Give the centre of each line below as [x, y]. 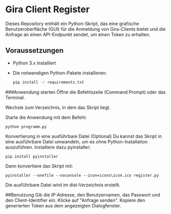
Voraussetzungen [35, 50]
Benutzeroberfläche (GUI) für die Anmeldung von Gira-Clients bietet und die [85, 29]
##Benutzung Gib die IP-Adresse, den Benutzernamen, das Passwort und [83, 195]
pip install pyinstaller [32, 156]
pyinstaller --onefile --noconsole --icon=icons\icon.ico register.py [82, 175]
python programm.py [26, 126]
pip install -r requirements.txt [48, 82]
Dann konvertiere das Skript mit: [39, 166]
